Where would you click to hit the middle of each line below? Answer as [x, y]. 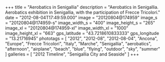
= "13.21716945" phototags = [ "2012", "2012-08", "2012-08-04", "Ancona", [82, 38]
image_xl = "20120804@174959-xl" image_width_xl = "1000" [67, 28]
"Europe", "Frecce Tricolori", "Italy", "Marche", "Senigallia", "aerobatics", [78, 44]
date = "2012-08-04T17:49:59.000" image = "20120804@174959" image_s [81, 17]
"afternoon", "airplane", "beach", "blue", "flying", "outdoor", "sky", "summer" [82, 49]
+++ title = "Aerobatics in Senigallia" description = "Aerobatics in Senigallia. [82, 7]
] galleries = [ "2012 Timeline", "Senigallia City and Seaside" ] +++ [72, 54]
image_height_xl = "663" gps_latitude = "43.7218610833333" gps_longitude [82, 33]
